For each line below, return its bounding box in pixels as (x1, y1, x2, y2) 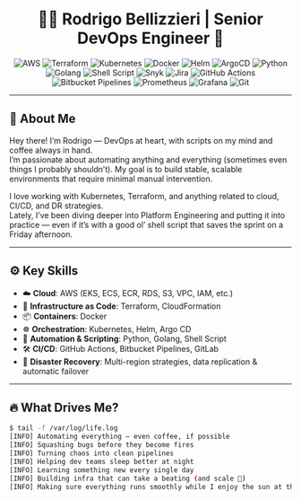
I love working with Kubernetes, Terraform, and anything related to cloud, (9, 190, 279, 201)
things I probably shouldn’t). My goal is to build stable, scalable (9, 163, 243, 174)
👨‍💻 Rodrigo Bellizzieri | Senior (37, 9, 264, 30)
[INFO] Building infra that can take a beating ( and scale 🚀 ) (9, 474, 246, 483)
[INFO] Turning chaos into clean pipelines (9, 449, 175, 458)
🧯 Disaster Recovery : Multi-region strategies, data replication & (21, 355, 258, 367)
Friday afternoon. (9, 229, 73, 240)
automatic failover (21, 365, 90, 376)
